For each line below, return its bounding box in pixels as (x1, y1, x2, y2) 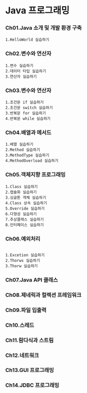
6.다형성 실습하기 (5, 211, 37, 216)
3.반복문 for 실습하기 (5, 111, 46, 116)
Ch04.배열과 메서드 (5, 129, 52, 136)
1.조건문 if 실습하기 (5, 100, 44, 105)
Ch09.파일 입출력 (5, 306, 47, 313)
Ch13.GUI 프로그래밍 (5, 367, 54, 374)
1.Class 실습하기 (5, 184, 38, 189)
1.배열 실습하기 (5, 142, 34, 147)
